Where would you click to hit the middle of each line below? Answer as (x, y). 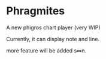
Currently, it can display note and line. (53, 39)
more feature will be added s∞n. (46, 50)
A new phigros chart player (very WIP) (53, 27)
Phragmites (36, 11)
